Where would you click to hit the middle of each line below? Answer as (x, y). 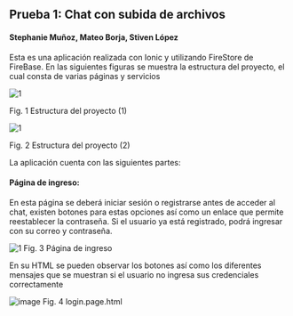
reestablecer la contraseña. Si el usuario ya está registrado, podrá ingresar (146, 221)
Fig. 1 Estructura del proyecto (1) (68, 110)
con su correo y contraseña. (61, 231)
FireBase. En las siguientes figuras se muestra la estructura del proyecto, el (147, 67)
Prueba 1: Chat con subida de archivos (118, 15)
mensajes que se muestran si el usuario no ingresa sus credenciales (134, 274)
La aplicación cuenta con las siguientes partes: (95, 162)
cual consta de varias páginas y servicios (85, 76)
